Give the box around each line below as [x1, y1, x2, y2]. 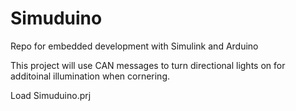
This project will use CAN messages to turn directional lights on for [10, 59, 286, 71]
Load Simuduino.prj [10, 89, 92, 101]
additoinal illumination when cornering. [10, 70, 171, 82]
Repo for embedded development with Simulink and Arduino [10, 40, 259, 52]
